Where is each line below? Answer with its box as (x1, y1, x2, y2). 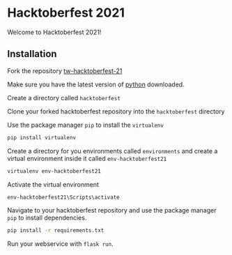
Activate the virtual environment (7, 180, 100, 189)
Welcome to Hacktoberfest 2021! (7, 28, 102, 36)
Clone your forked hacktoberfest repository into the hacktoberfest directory (7, 107, 225, 116)
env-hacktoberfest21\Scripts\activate (7, 194, 120, 201)
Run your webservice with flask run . (7, 240, 114, 248)
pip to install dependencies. (7, 214, 87, 222)
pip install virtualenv (7, 134, 77, 141)
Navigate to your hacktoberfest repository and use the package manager (7, 206, 217, 215)
